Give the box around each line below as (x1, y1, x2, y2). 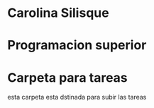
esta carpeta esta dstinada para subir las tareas (7, 93, 147, 102)
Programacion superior (7, 37, 147, 54)
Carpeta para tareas (7, 69, 128, 85)
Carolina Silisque (7, 5, 109, 21)
